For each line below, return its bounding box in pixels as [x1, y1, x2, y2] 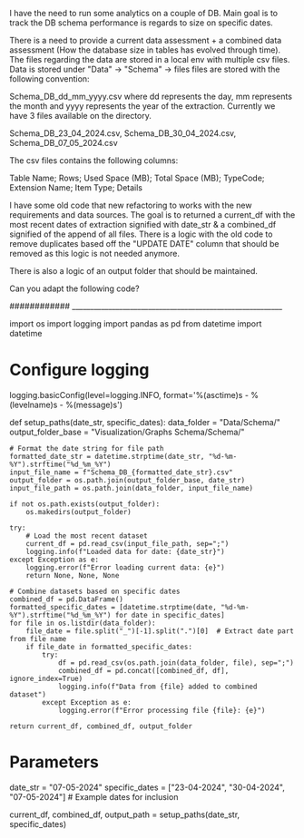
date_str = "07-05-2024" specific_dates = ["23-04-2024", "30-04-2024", [9, 782, 286, 793]
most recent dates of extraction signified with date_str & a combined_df [9, 219, 277, 229]
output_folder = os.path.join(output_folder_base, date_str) [9, 475, 246, 484]
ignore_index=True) [9, 674, 83, 683]
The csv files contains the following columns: [9, 155, 179, 166]
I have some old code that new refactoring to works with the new [9, 200, 252, 210]
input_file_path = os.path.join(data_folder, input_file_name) [9, 483, 254, 492]
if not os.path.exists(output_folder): [9, 499, 161, 509]
